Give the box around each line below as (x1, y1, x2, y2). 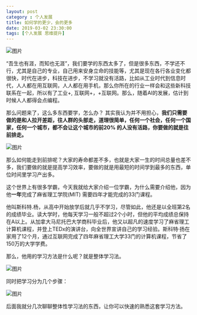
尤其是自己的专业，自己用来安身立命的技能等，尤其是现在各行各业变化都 (16, 67, 191, 74)
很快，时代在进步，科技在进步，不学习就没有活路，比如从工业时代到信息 (6, 75, 181, 82)
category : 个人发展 (6, 14, 53, 20)
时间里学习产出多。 (11, 171, 57, 178)
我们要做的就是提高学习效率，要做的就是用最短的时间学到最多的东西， (16, 164, 186, 171)
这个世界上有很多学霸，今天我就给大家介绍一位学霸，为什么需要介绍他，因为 (6, 184, 191, 191)
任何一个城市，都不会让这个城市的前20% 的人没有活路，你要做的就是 (16, 124, 184, 131)
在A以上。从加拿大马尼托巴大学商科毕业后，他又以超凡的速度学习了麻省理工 (6, 218, 189, 226)
